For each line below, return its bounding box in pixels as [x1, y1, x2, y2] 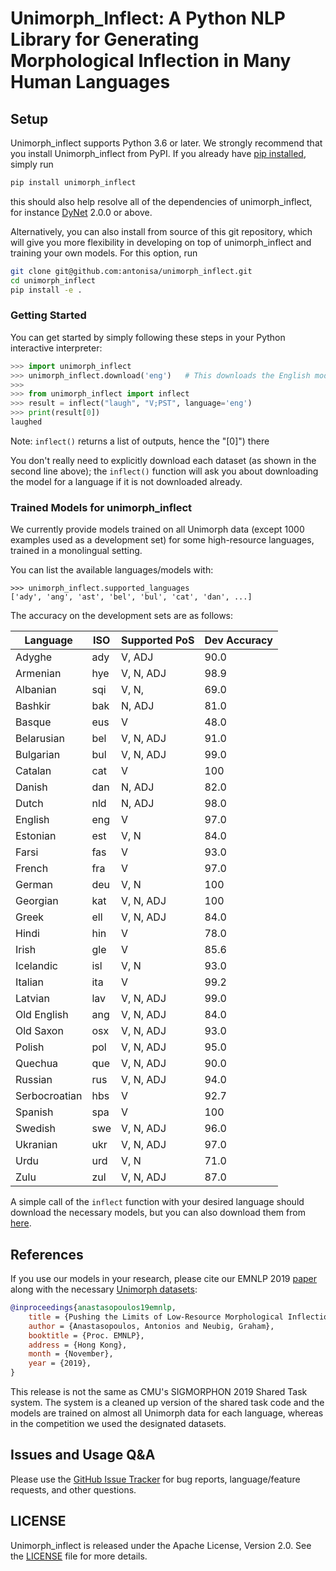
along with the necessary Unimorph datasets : [10, 1283, 198, 1296]
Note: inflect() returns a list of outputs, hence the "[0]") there [10, 435, 270, 447]
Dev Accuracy [204, 633, 273, 647]
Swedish [15, 1122, 56, 1136]
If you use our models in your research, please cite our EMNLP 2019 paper [10, 1273, 318, 1285]
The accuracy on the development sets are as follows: [10, 610, 234, 622]
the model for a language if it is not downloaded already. [10, 475, 243, 487]
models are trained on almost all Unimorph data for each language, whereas [10, 1407, 324, 1419]
